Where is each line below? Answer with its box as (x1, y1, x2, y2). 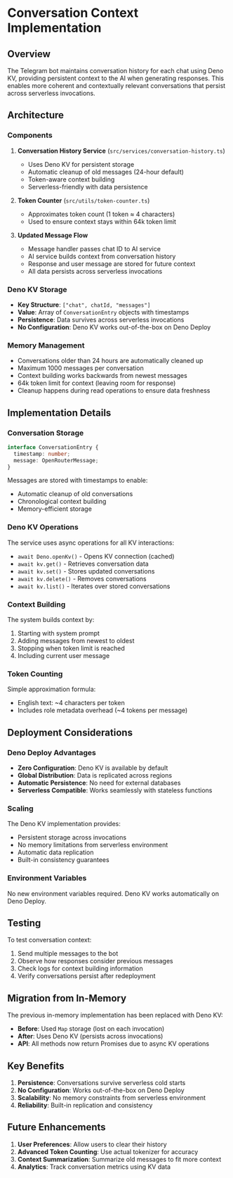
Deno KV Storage (7, 284, 68, 294)
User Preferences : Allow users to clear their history (17, 1140, 167, 1148)
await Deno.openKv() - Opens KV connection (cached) (17, 552, 175, 560)
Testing (7, 917, 41, 930)
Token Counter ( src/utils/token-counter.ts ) (17, 196, 150, 205)
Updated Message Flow (17, 231, 88, 239)
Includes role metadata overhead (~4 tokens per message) (17, 706, 188, 715)
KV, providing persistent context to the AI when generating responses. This (7, 74, 225, 82)
